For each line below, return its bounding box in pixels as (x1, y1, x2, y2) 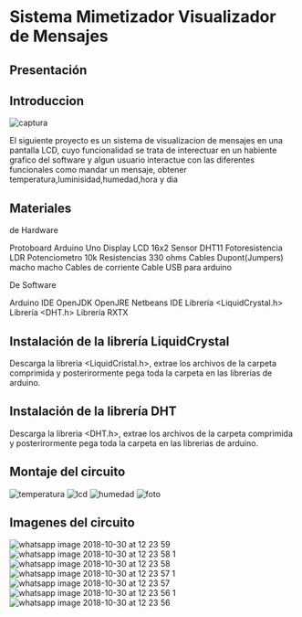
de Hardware (9, 225, 59, 236)
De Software (9, 280, 57, 291)
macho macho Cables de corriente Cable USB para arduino (9, 262, 233, 273)
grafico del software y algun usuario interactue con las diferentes (9, 154, 255, 165)
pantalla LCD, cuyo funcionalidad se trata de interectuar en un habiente (9, 144, 277, 156)
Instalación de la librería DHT (9, 404, 177, 420)
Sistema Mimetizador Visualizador (9, 6, 276, 27)
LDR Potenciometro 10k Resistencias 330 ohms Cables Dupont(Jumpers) (9, 252, 285, 263)
